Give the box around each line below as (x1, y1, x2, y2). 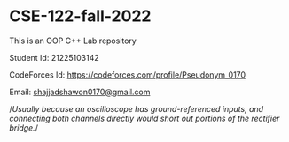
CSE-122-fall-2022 (9, 6, 152, 26)
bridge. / (9, 122, 38, 133)
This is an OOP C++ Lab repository (9, 35, 137, 46)
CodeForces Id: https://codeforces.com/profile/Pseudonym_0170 (9, 69, 246, 80)
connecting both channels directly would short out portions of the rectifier (9, 113, 280, 123)
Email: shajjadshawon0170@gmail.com (9, 86, 151, 97)
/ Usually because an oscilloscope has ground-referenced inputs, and (9, 103, 264, 114)
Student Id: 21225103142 (9, 52, 99, 63)
